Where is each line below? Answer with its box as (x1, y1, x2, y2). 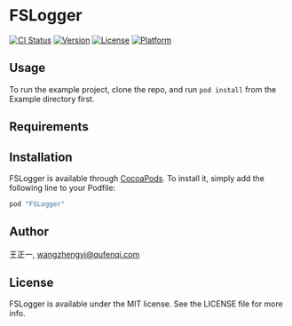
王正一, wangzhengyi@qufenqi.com (9, 249, 140, 259)
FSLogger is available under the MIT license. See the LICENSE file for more (9, 298, 284, 309)
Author (9, 224, 49, 240)
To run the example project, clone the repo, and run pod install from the (9, 83, 277, 94)
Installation (9, 149, 73, 164)
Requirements (9, 119, 89, 134)
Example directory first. (9, 93, 95, 104)
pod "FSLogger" (9, 199, 66, 209)
